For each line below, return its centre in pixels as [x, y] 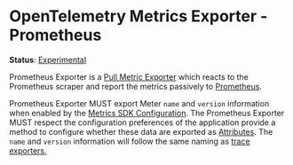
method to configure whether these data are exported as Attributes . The [141, 131]
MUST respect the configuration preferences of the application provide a [143, 122]
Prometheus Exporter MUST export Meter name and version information [139, 103]
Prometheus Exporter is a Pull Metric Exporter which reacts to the [129, 76]
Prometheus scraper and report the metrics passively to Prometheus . [135, 86]
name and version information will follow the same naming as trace [130, 141]
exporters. [28, 150]
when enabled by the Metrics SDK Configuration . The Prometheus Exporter [147, 113]
